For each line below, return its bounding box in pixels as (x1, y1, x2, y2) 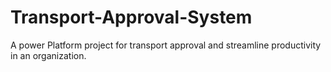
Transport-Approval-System (10, 6, 253, 29)
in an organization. (10, 49, 87, 61)
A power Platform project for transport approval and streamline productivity (10, 39, 322, 51)
